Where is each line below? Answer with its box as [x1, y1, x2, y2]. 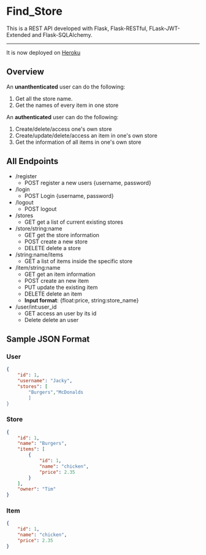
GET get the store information [24, 231, 100, 238]
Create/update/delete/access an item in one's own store [15, 132, 158, 139]
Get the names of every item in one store [15, 101, 119, 109]
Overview [6, 66, 45, 77]
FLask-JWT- [149, 25, 180, 32]
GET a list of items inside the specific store [24, 257, 133, 265]
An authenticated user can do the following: [6, 113, 119, 120]
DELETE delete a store [24, 244, 81, 251]
